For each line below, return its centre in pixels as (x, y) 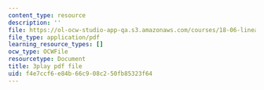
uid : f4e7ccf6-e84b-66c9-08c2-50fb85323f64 (81, 74)
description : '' (35, 23)
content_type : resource (47, 15)
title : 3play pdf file (45, 67)
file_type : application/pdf (54, 37)
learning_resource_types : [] (56, 45)
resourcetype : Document (47, 59)
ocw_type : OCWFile (38, 52)
